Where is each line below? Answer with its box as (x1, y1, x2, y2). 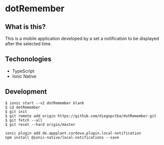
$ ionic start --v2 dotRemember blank (5, 100, 84, 106)
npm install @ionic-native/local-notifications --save (5, 135, 119, 140)
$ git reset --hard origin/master (5, 122, 76, 127)
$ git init (5, 109, 27, 114)
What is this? (5, 23, 46, 31)
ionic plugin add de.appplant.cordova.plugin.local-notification (5, 131, 141, 136)
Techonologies (5, 55, 51, 63)
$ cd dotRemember (5, 105, 41, 110)
